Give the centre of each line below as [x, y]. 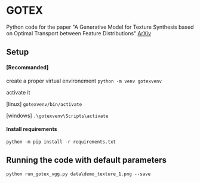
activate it [19, 92]
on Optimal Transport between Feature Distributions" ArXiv [79, 33]
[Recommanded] [27, 67]
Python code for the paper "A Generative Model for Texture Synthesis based [100, 27]
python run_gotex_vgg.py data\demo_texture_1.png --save [79, 174]
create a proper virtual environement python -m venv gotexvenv [84, 81]
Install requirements [32, 129]
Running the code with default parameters [87, 160]
